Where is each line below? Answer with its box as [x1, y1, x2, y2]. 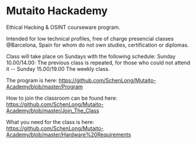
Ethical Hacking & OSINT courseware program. [6, 24, 120, 31]
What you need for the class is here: [6, 118, 95, 125]
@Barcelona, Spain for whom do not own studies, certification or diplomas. [6, 41, 189, 48]
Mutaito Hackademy [6, 4, 108, 18]
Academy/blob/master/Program [6, 83, 83, 90]
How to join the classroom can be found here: [6, 94, 117, 102]
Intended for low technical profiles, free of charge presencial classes [6, 35, 174, 42]
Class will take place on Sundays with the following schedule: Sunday [6, 53, 176, 60]
